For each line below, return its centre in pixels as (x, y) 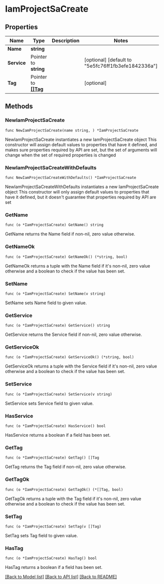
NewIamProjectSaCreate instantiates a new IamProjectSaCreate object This (81, 139)
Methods (19, 107)
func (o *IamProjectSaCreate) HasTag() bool (51, 558)
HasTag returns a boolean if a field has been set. (54, 567)
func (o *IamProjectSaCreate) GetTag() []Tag (52, 458)
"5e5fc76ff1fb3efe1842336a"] (121, 66)
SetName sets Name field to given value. (46, 303)
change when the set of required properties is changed (61, 155)
